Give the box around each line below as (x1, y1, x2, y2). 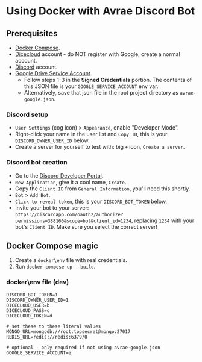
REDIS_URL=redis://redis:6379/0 (6, 334, 87, 340)
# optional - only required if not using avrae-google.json (6, 345, 161, 351)
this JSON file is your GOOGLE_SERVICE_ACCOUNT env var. (24, 83, 159, 90)
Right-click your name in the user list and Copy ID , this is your (14, 131, 168, 138)
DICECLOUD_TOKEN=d (6, 313, 52, 319)
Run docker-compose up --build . (14, 263, 96, 270)
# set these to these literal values (6, 323, 101, 329)
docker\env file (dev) (6, 278, 69, 287)
